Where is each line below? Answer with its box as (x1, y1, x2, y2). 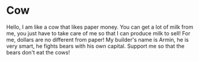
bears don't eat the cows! (6, 48, 70, 56)
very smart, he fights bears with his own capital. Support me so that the (6, 42, 184, 50)
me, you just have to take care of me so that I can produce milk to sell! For (6, 29, 191, 36)
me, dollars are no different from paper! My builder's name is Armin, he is (6, 36, 189, 43)
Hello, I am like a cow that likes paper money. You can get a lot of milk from (6, 23, 194, 30)
